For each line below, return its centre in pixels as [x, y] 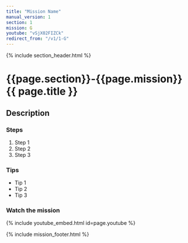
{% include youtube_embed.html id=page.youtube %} [71, 223]
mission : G [19, 28]
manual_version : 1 [28, 17]
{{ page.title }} [42, 92]
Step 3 [22, 155]
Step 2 [22, 148]
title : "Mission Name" [34, 11]
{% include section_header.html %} [49, 55]
